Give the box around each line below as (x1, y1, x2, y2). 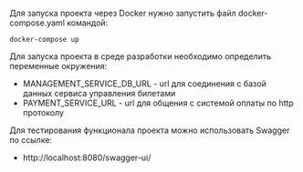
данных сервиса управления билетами (22, 88, 176, 98)
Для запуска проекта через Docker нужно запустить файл (9, 8, 237, 18)
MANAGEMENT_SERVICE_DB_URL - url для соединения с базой (22, 78, 266, 89)
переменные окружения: (9, 61, 108, 71)
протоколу (22, 107, 65, 117)
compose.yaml (9, 17, 66, 28)
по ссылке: (9, 135, 53, 145)
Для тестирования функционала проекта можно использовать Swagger (9, 125, 290, 136)
